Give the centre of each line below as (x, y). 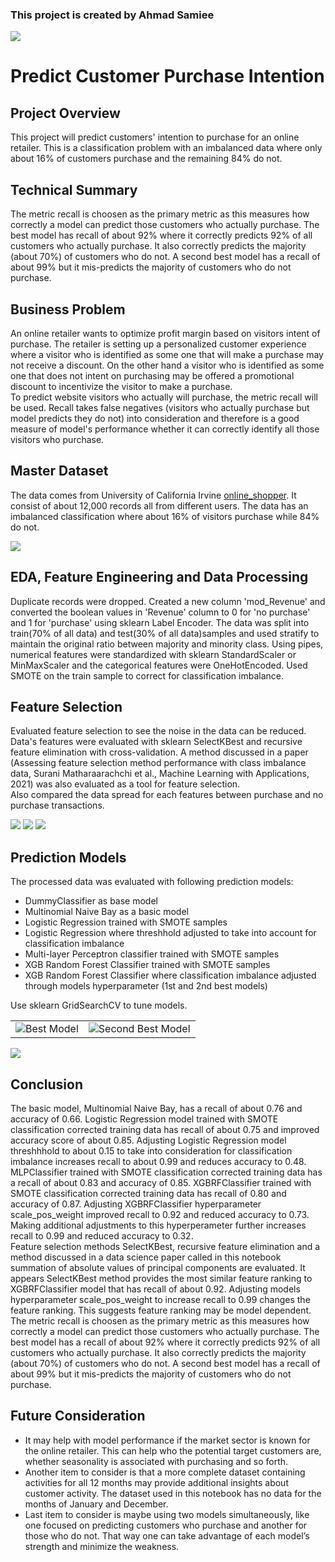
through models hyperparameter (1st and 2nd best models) (146, 986)
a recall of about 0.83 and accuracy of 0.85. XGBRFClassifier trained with (161, 1182)
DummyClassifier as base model (91, 901)
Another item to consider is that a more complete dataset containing (165, 1472)
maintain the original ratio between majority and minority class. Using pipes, (167, 644)
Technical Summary (74, 189)
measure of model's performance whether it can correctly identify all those (165, 429)
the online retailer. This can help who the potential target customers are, (173, 1450)
